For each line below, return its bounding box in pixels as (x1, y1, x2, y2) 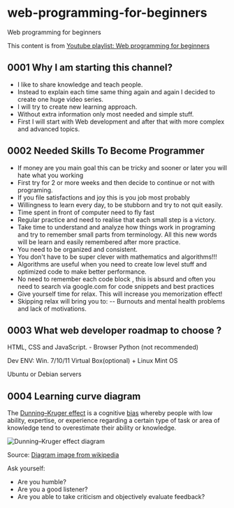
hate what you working (17, 171, 84, 179)
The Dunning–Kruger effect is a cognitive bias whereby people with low (7, 409, 213, 417)
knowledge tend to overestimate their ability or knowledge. (7, 424, 177, 432)
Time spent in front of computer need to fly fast (17, 208, 155, 216)
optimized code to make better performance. (17, 267, 147, 276)
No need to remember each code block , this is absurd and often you (17, 274, 216, 283)
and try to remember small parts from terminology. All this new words (17, 230, 217, 239)
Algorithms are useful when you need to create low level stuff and (17, 260, 207, 268)
